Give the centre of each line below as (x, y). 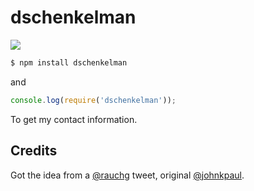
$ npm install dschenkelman (69, 62)
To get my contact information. (74, 119)
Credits (34, 151)
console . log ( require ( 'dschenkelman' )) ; (93, 100)
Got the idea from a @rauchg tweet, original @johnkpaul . (127, 175)
